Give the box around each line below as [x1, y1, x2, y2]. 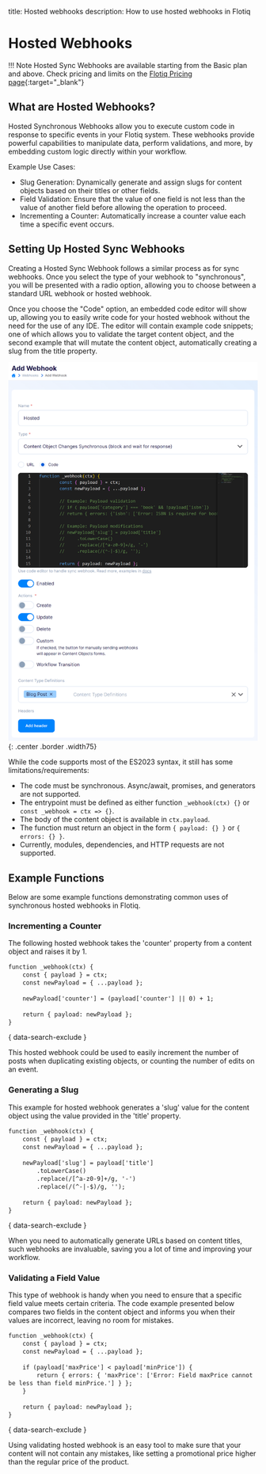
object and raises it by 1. [8, 946, 87, 957]
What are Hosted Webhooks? [8, 101, 156, 114]
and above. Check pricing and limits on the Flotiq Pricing [8, 69, 192, 78]
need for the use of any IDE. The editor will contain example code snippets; [8, 321, 253, 330]
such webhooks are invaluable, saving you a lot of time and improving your [8, 1244, 253, 1254]
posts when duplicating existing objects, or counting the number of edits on [8, 1057, 255, 1066]
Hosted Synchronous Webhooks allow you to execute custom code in [8, 121, 235, 131]
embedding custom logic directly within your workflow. [8, 147, 188, 156]
